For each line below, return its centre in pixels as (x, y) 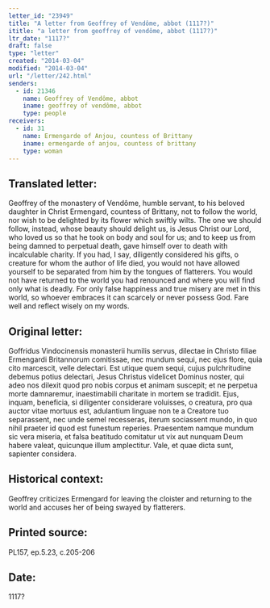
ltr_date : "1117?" (39, 38)
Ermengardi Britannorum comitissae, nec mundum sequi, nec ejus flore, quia (135, 359)
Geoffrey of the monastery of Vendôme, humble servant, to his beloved (127, 203)
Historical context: (56, 479)
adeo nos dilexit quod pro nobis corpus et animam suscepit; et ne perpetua (133, 385)
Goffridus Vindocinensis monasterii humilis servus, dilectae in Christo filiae (133, 351)
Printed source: (48, 533)
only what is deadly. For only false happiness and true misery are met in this (135, 289)
